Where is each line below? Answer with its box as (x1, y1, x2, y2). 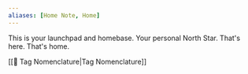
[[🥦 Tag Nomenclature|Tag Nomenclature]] (8, 57, 147, 66)
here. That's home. (8, 41, 70, 51)
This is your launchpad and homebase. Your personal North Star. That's (8, 33, 241, 43)
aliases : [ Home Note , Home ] (8, 11, 101, 20)
